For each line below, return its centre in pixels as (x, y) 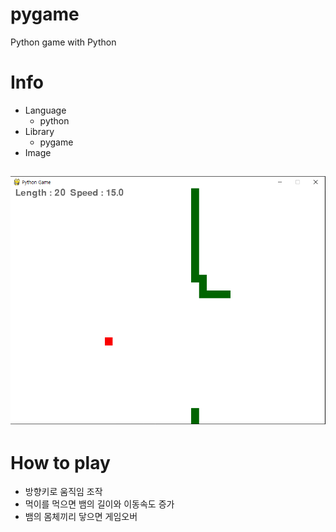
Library (39, 131)
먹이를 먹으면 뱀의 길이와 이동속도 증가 (99, 504)
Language (45, 110)
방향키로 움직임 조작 (63, 492)
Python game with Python (63, 42)
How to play (60, 462)
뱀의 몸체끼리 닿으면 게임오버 (81, 517)
